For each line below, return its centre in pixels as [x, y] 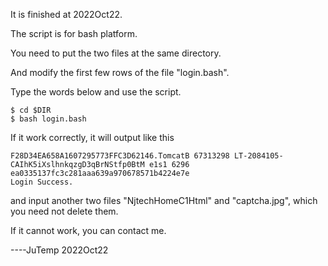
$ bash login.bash [48, 119]
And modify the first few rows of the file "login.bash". [120, 72]
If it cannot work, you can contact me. [88, 230]
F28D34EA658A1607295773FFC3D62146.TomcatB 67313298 [120, 156]
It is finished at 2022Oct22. [66, 14]
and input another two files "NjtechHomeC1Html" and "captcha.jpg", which [164, 200]
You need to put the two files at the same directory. [116, 53]
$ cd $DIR [31, 110]
